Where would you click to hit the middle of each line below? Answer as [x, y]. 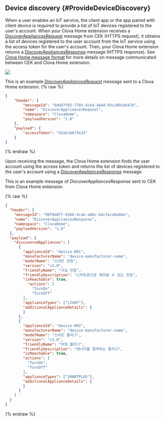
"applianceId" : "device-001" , [54, 252]
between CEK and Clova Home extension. [48, 62]
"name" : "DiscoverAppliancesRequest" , [63, 110]
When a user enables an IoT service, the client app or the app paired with [80, 20]
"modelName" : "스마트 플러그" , [52, 335]
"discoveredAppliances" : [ [42, 243]
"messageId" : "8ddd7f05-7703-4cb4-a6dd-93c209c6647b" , [81, 105]
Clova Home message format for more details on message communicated [81, 57]
